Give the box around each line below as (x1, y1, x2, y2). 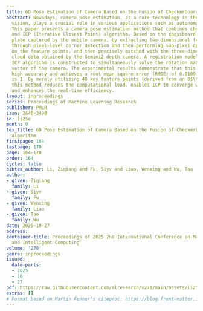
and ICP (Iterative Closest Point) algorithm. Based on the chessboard (11, 31, 196, 38)
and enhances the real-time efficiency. (11, 88, 115, 94)
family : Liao (11, 206, 45, 212)
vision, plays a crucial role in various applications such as (11, 20, 174, 26)
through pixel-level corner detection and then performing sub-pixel (11, 43, 190, 49)
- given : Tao (6, 211, 39, 218)
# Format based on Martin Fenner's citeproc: (6, 296, 123, 302)
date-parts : (11, 262, 42, 268)
